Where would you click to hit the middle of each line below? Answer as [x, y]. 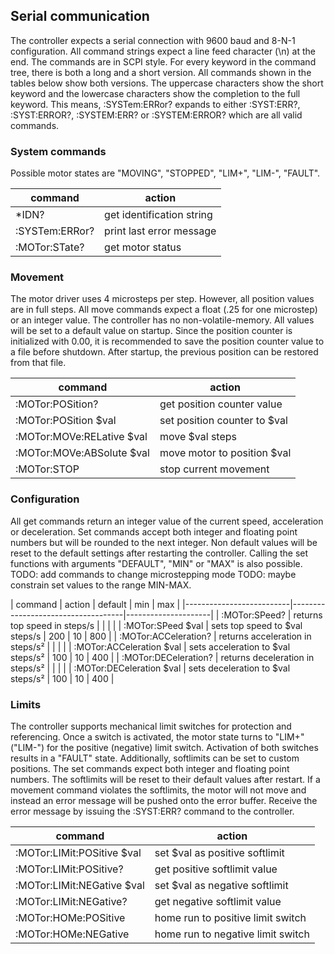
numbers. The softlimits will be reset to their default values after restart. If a [165, 779]
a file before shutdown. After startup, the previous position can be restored [164, 352]
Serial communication [80, 16]
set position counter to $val [223, 421]
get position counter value [221, 404]
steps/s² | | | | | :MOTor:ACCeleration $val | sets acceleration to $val [150, 646]
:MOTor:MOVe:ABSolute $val [82, 453]
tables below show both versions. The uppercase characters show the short [167, 83]
